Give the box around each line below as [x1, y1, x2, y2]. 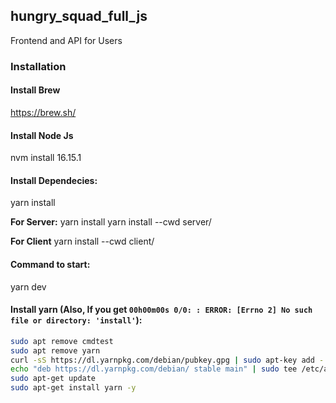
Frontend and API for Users [10, 34, 123, 46]
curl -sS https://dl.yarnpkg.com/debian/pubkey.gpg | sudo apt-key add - [10, 355, 325, 365]
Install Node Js [10, 129, 74, 141]
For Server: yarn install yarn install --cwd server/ [10, 216, 212, 228]
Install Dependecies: [10, 174, 98, 186]
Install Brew [10, 84, 61, 96]
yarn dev [10, 280, 47, 293]
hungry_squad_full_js [10, 8, 148, 25]
